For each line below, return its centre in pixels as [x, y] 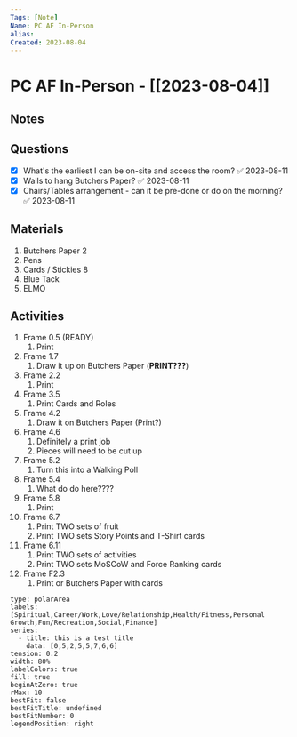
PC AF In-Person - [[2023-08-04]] [140, 86]
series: [24, 631]
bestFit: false [38, 701]
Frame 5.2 [41, 461]
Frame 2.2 [42, 375]
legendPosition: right [52, 724]
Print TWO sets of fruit [77, 526]
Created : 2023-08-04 [48, 42]
